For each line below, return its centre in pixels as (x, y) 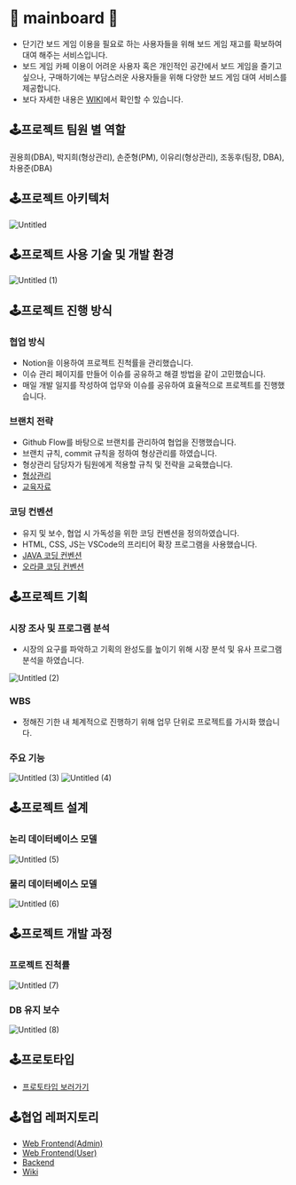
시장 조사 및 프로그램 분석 (60, 628)
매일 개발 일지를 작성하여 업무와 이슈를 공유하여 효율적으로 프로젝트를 (141, 385)
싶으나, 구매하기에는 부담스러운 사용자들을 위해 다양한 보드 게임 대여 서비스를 (155, 77)
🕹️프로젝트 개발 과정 (61, 934)
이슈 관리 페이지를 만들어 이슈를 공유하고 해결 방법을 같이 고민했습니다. (144, 374)
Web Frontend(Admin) (62, 1143)
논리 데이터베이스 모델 (53, 840)
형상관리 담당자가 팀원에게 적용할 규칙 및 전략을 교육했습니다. (127, 464)
